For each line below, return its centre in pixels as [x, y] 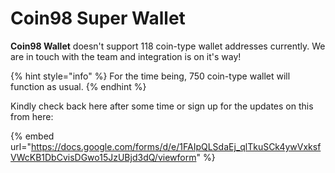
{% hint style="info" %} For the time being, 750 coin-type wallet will [150, 76]
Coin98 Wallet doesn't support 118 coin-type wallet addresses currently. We [168, 46]
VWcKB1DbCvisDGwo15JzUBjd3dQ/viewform [103, 157]
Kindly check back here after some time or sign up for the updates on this [162, 106]
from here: [32, 116]
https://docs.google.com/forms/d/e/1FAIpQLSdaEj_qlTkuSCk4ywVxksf [176, 146]
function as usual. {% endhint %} [78, 86]
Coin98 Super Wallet [98, 18]
